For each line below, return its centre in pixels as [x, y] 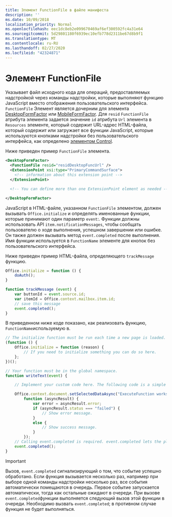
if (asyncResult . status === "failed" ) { [76, 408]
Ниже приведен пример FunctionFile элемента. [58, 151]
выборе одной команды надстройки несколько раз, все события [76, 482]
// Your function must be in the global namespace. [61, 371]
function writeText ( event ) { [36, 376]
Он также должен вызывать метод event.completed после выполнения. [83, 235]
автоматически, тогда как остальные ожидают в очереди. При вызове [83, 492]
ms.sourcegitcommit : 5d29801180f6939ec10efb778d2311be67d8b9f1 [74, 34]
